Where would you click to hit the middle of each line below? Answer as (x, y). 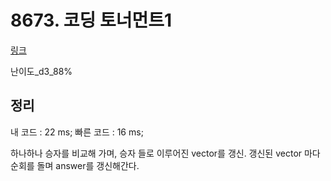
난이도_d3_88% (41, 71)
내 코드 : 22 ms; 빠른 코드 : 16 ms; (77, 132)
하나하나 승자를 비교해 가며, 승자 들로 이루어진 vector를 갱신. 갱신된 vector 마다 (165, 153)
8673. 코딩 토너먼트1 (91, 20)
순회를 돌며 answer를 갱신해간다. (75, 165)
